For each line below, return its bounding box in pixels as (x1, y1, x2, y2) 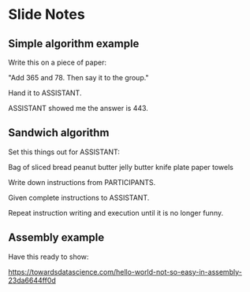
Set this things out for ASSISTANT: (8, 147, 121, 157)
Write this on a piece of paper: (8, 57, 106, 67)
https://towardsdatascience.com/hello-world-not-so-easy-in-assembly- (8, 267, 242, 276)
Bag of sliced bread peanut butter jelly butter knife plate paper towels (8, 162, 234, 172)
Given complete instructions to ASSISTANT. (8, 193, 150, 202)
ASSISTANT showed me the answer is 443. (8, 104, 148, 113)
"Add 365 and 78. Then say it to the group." (8, 73, 149, 82)
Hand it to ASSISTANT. (8, 88, 82, 98)
